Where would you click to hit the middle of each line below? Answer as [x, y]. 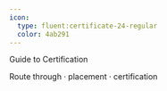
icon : [19, 17]
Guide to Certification [49, 60]
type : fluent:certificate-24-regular [88, 26]
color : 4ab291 [43, 34]
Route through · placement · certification [83, 77]
